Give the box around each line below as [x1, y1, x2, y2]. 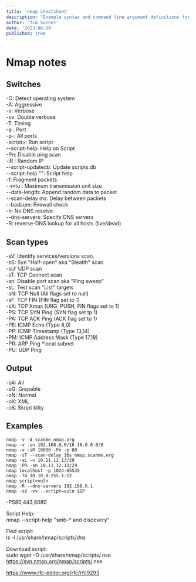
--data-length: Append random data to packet [6, 189, 117, 196]
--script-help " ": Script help [6, 170, 73, 177]
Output [6, 363, 32, 374]
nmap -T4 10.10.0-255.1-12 [6, 473, 72, 478]
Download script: [6, 545, 48, 552]
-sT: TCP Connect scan [6, 271, 63, 278]
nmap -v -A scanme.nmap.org [6, 437, 75, 443]
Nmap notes [6, 56, 67, 69]
